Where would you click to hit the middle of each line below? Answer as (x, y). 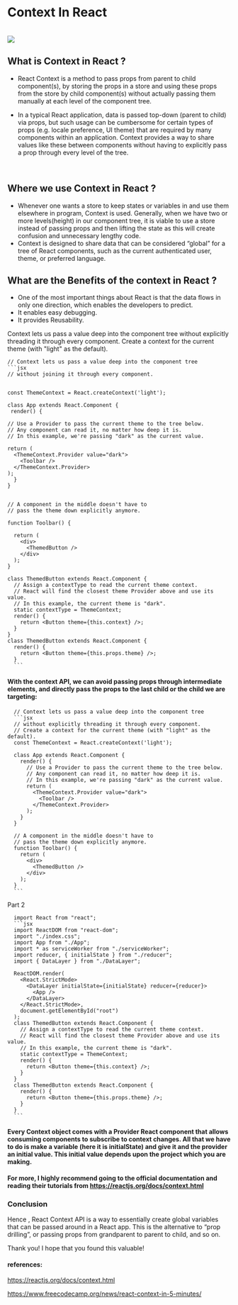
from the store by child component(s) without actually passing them (117, 94)
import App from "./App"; (52, 942)
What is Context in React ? (67, 61)
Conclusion (28, 1204)
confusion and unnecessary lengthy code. (79, 235)
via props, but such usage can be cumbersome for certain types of (115, 122)
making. (20, 1162)
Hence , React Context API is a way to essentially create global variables (113, 1219)
